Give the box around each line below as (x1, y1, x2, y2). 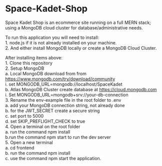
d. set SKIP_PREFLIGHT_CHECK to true (5, 118, 85, 124)
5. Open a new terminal (5, 139, 53, 145)
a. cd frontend (5, 145, 34, 151)
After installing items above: (5, 54, 62, 60)
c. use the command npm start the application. (5, 155, 101, 161)
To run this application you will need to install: (5, 34, 99, 40)
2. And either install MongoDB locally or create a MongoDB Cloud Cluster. (5, 45, 157, 51)
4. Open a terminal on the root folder (5, 123, 80, 130)
